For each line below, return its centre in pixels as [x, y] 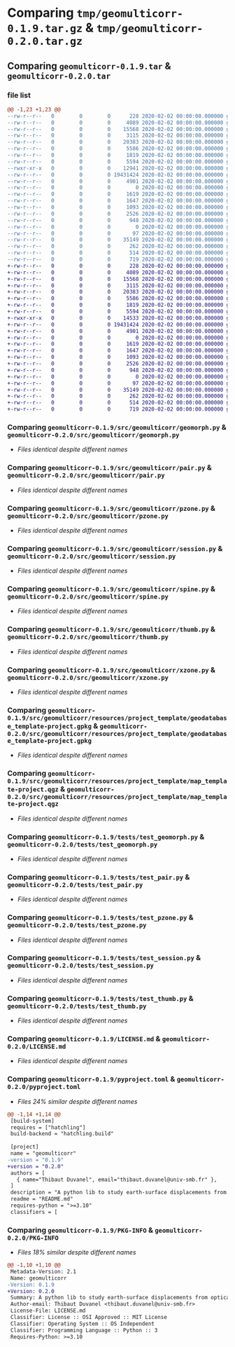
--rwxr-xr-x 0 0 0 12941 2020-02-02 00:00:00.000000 [115, 168]
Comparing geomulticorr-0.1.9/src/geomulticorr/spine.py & [111, 589]
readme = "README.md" [42, 1199]
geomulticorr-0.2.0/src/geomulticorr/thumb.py [88, 637]
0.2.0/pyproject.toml [44, 1087]
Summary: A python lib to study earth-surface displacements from [109, 1298]
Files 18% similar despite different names [77, 1252]
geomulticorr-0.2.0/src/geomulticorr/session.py [92, 556]
